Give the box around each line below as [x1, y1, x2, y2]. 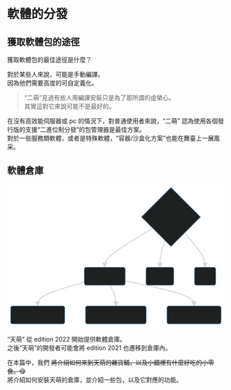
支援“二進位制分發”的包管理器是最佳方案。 [25, 126, 146, 133]
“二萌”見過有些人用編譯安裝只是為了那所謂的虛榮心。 [23, 94, 175, 101]
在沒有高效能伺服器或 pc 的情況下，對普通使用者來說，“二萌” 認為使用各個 [7, 117, 219, 125]
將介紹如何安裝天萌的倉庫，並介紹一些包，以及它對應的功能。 [7, 376, 183, 384]
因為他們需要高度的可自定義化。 [7, 79, 98, 87]
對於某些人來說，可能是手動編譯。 [7, 70, 104, 78]
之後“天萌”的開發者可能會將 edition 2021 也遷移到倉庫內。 [7, 343, 172, 352]
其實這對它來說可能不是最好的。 [23, 102, 115, 110]
